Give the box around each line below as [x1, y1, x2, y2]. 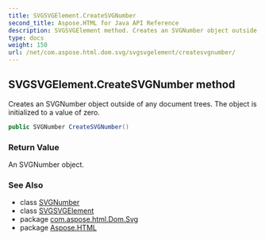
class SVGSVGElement [19, 206, 94, 215]
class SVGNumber [19, 198, 80, 207]
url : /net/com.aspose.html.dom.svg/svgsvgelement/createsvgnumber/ [8, 48, 236, 56]
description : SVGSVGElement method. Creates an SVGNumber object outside [8, 26, 258, 34]
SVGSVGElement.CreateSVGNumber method [8, 78, 236, 91]
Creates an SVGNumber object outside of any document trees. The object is [8, 99, 257, 108]
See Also [8, 180, 44, 191]
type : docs [8, 33, 44, 42]
